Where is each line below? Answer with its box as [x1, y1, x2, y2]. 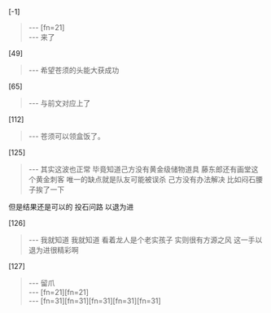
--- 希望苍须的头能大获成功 [28, 65, 120, 75]
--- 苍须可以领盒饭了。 [28, 132, 106, 141]
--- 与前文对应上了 [28, 98, 91, 108]
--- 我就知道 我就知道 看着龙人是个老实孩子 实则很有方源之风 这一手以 [28, 235, 263, 245]
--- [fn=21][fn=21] [28, 288, 90, 297]
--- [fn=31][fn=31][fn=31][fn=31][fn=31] [28, 296, 161, 306]
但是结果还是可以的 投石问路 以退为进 [8, 202, 134, 211]
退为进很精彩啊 [28, 246, 79, 254]
